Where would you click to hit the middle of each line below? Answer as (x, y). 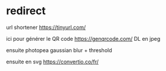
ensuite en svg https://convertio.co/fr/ (53, 62)
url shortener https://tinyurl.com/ (46, 27)
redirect (26, 11)
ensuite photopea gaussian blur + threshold (59, 50)
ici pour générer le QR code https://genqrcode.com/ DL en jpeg (83, 38)
